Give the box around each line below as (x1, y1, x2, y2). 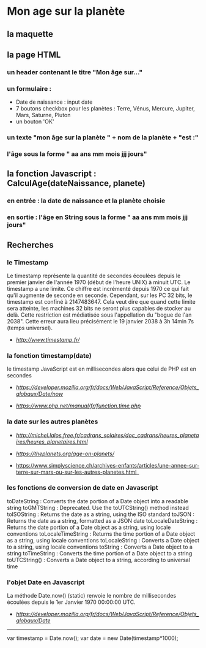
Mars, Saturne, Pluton (15, 112, 71, 119)
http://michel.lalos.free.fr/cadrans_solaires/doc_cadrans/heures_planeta (15, 431, 199, 439)
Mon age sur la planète (7, 4, 125, 18)
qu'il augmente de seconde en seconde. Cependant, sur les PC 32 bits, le (7, 291, 193, 299)
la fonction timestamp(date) (7, 351, 92, 360)
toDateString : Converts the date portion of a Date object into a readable (7, 497, 189, 504)
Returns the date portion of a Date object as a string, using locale (7, 523, 171, 531)
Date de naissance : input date (15, 98, 93, 106)
